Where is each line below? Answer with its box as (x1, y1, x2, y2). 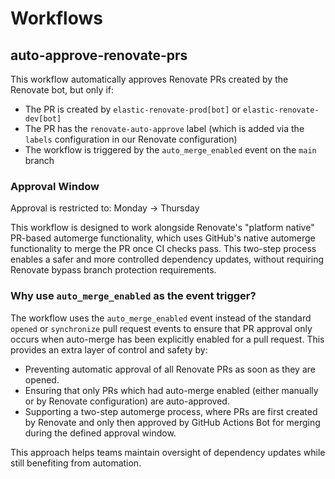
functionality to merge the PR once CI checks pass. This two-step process (10, 243, 317, 255)
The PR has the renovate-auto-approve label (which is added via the (24, 123, 305, 134)
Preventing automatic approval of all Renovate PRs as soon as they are (24, 363, 316, 375)
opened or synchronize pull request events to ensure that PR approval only (10, 322, 313, 334)
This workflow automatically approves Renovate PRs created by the (10, 73, 289, 85)
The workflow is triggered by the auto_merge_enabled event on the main (24, 144, 317, 156)
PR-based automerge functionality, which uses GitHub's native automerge (10, 232, 316, 244)
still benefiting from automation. (10, 457, 142, 469)
